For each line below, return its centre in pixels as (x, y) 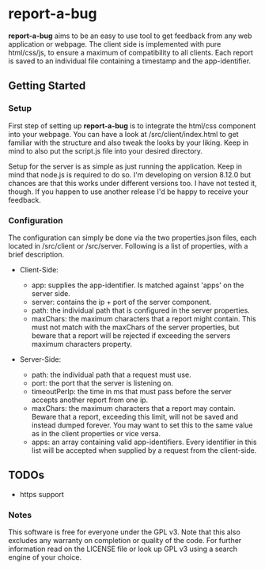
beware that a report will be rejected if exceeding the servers (131, 335)
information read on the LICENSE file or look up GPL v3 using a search (123, 549)
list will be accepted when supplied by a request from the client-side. (144, 450)
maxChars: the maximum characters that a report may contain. (133, 408)
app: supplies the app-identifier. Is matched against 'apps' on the (138, 285)
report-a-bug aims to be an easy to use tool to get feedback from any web (130, 36)
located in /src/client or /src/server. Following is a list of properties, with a (128, 245)
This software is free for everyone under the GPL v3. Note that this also (125, 532)
